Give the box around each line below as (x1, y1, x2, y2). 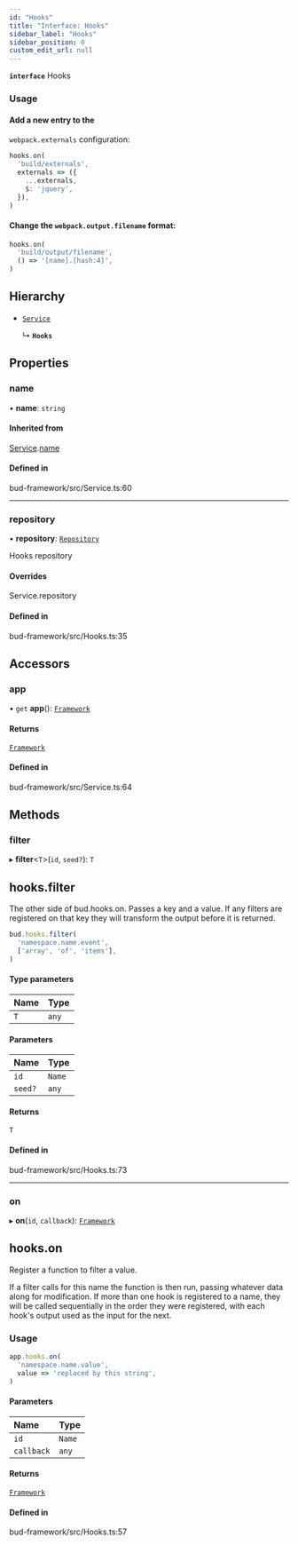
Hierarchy (9, 289, 66, 305)
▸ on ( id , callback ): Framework (9, 1215, 115, 1225)
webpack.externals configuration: (9, 134, 130, 145)
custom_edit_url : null (9, 46, 93, 55)
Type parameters (9, 974, 74, 985)
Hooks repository (9, 551, 73, 561)
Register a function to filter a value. (9, 1264, 137, 1275)
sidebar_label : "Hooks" (9, 29, 98, 38)
